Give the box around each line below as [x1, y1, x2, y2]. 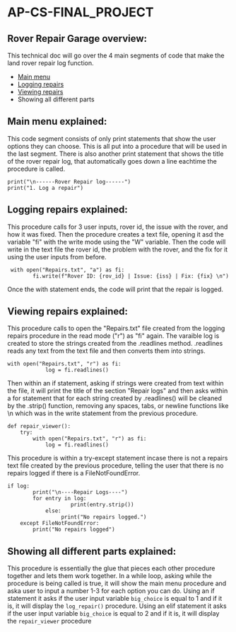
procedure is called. [7, 164, 66, 173]
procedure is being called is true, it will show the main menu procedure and [7, 579, 227, 588]
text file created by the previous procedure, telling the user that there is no [7, 461, 224, 470]
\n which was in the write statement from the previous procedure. [7, 409, 199, 418]
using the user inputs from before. [7, 252, 107, 261]
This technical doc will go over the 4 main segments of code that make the [7, 51, 225, 60]
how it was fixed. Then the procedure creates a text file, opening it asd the [7, 230, 224, 238]
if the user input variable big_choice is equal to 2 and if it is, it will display [7, 609, 220, 618]
